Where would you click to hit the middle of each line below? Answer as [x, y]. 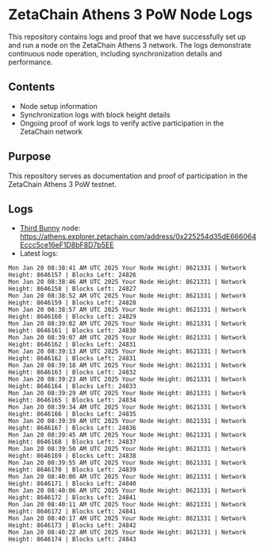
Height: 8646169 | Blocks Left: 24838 [72, 456]
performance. [31, 62]
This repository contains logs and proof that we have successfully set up [127, 37]
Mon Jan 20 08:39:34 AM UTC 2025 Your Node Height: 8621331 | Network [127, 407]
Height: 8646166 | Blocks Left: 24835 [72, 414]
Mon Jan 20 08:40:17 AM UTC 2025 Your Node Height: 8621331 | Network [127, 518]
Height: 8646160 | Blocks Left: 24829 [72, 317]
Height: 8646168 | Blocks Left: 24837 [72, 442]
